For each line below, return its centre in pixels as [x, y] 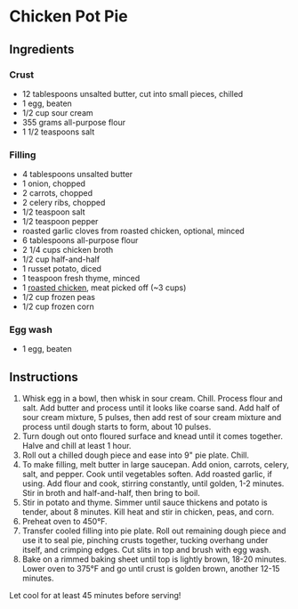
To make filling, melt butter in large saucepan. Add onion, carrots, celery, [155, 465]
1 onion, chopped [54, 183]
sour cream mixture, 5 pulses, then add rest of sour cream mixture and [152, 418]
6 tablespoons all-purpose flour [80, 240]
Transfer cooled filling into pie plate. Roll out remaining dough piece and [154, 531]
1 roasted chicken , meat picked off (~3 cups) [104, 288]
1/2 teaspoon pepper [60, 222]
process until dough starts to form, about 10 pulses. [117, 427]
